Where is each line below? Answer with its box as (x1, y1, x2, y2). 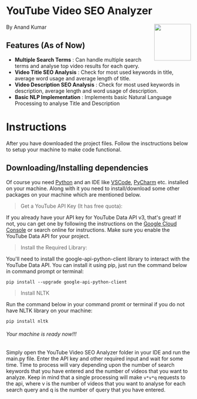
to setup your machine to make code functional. (6, 146, 122, 153)
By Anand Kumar (6, 23, 47, 31)
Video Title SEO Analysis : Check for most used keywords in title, (14, 69, 174, 76)
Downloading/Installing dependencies (6, 163, 148, 173)
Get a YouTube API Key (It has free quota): (20, 202, 123, 209)
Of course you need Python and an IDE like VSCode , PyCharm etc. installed (6, 178, 189, 185)
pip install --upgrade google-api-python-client (6, 279, 127, 285)
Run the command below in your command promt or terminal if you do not (6, 300, 185, 307)
